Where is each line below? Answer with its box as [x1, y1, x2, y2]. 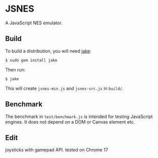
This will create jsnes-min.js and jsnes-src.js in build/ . [5, 85, 124, 91]
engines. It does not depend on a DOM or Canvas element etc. [5, 118, 135, 125]
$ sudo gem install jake [5, 58, 58, 63]
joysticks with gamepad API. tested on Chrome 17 [5, 147, 109, 153]
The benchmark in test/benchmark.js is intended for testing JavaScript [5, 113, 153, 120]
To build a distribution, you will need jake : [5, 48, 92, 54]
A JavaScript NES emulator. [5, 20, 63, 26]
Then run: [5, 66, 26, 72]
